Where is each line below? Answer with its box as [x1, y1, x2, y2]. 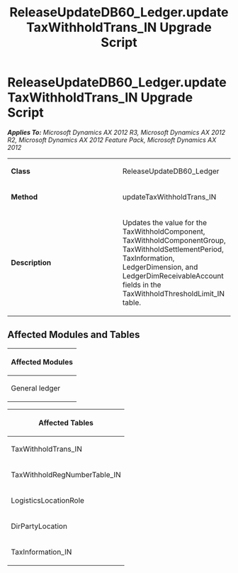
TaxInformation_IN [11, 547, 72, 557]
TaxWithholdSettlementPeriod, [123, 244, 225, 254]
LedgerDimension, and [123, 262, 198, 272]
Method [11, 192, 38, 202]
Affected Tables [38, 418, 94, 427]
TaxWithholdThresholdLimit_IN [123, 288, 225, 298]
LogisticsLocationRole [11, 495, 85, 505]
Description [11, 257, 52, 267]
